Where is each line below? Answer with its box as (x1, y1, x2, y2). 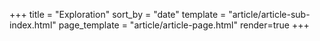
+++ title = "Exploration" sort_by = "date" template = (9, 9, 227, 20)
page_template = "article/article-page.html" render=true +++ (58, 19, 310, 31)
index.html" (9, 19, 57, 31)
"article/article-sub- (228, 9, 311, 20)
